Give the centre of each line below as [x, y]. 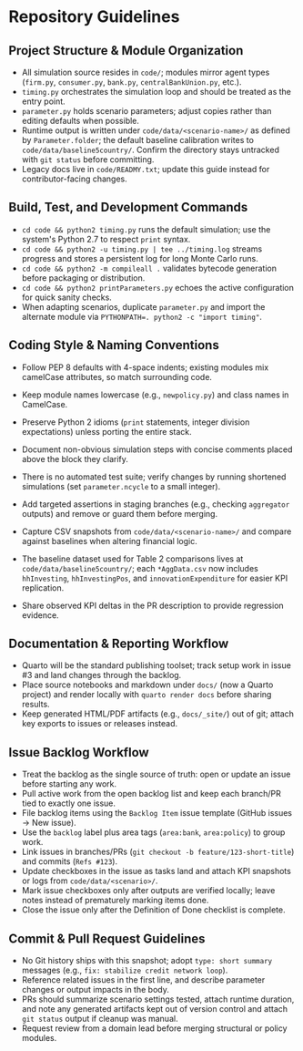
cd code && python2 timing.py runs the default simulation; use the [146, 229]
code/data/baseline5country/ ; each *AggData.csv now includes [140, 568]
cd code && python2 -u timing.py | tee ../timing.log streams [142, 249]
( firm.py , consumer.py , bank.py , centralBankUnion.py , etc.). [131, 82]
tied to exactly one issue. [68, 803]
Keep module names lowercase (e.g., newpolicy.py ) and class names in [155, 395]
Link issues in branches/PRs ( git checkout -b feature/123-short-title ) [158, 852]
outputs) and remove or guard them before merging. [120, 513]
